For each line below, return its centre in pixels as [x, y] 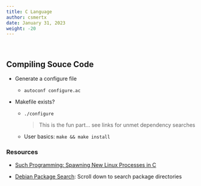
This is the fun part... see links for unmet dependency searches [117, 125]
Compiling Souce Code [50, 64]
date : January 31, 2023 [36, 23]
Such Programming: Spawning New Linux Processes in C [85, 165]
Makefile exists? [35, 102]
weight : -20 [21, 28]
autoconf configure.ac [52, 91]
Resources [22, 152]
